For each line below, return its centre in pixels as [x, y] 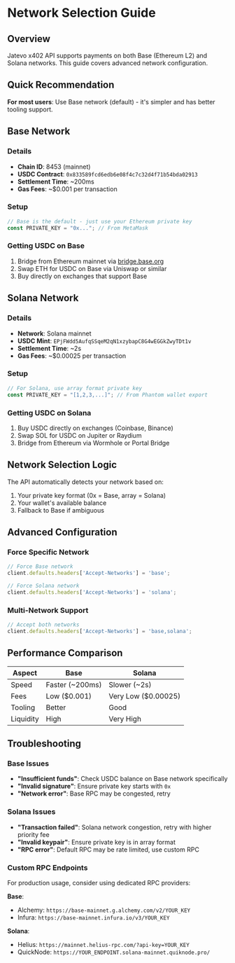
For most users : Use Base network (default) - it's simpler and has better [111, 102]
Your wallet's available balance [62, 503]
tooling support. [30, 109]
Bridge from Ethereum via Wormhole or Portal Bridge [93, 443]
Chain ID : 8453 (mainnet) [54, 167]
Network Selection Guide [81, 13]
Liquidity [25, 719]
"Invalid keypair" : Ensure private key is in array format [97, 842]
